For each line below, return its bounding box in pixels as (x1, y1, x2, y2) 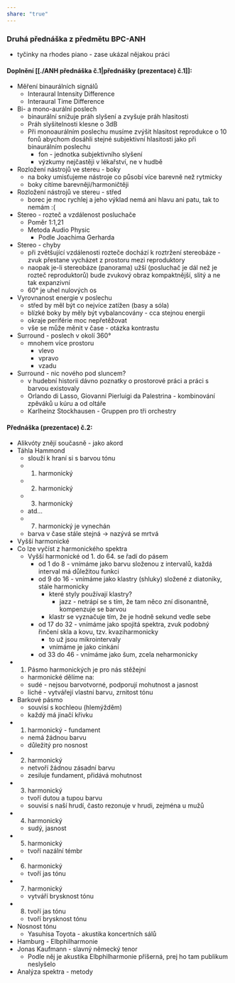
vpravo (38, 354, 59, 362)
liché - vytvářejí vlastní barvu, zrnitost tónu (27, 688, 153, 697)
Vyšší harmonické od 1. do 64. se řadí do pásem (27, 552, 168, 561)
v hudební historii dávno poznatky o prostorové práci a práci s (27, 377, 209, 385)
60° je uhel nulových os (27, 286, 97, 295)
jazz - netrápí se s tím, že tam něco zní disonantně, (59, 598, 209, 606)
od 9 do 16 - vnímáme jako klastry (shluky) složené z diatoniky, (38, 575, 222, 584)
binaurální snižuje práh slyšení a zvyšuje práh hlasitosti (27, 112, 189, 121)
